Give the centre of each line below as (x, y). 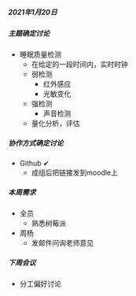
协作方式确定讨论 (36, 142)
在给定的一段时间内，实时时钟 (79, 65)
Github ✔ (34, 163)
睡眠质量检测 (40, 54)
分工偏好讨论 (40, 284)
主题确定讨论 (29, 33)
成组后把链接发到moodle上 (74, 172)
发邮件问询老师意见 (62, 243)
